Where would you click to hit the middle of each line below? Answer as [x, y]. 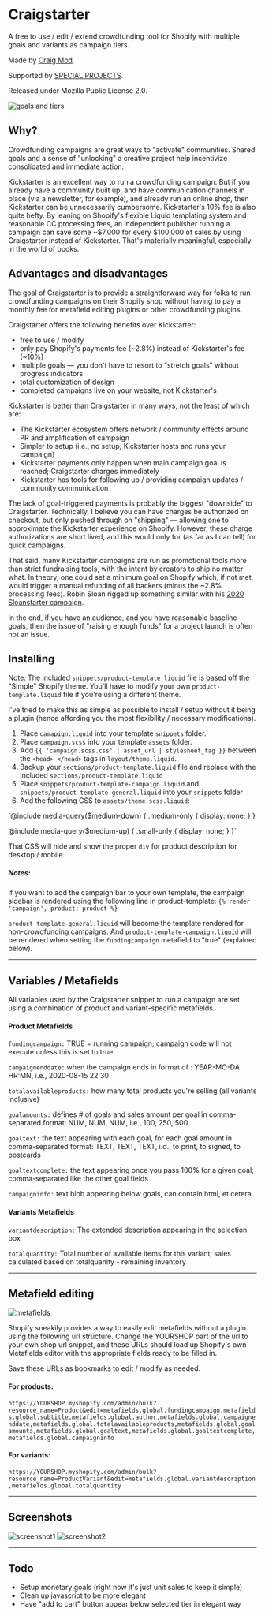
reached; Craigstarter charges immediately [89, 471]
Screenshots [40, 1517]
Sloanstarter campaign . [46, 602]
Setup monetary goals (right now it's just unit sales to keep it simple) [131, 1588]
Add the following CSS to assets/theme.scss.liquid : [105, 801]
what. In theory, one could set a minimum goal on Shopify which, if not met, [131, 577]
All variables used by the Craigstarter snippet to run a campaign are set [124, 1000]
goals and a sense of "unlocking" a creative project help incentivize [118, 158]
